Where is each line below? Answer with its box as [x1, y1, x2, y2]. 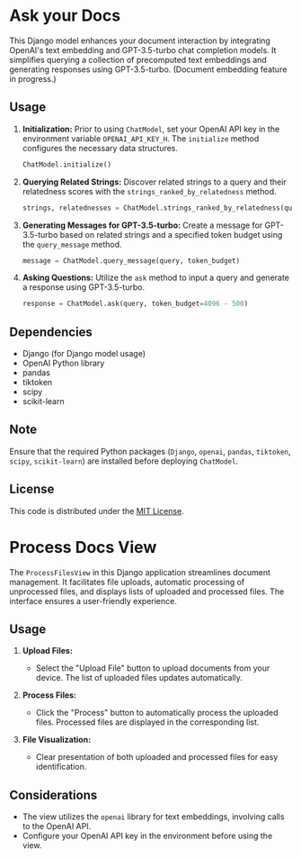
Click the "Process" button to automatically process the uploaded [35, 708, 279, 718]
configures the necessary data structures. [22, 142, 178, 153]
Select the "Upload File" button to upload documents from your [35, 663, 270, 673]
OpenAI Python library [22, 357, 105, 369]
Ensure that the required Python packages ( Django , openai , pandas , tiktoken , [9, 446, 291, 456]
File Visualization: [22, 735, 92, 745]
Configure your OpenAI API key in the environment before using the [22, 830, 273, 842]
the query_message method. [22, 239, 123, 249]
